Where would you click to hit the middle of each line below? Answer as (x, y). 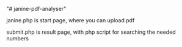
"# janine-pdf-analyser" (36, 9)
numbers (18, 38)
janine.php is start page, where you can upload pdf (71, 20)
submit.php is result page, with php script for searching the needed (91, 32)
